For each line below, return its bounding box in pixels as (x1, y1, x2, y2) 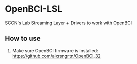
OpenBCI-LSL (5, 3, 63, 15)
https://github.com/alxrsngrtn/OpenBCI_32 (12, 53, 101, 59)
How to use (5, 34, 41, 43)
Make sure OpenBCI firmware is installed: (12, 47, 98, 53)
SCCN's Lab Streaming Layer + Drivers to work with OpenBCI (5, 20, 132, 26)
